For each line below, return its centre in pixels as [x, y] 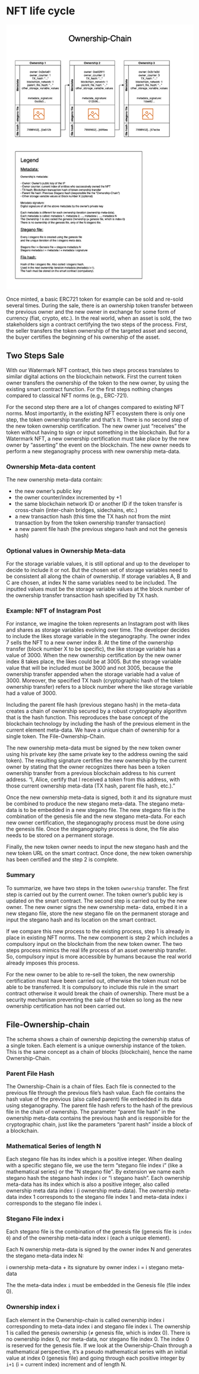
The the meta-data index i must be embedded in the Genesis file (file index [99, 1285]
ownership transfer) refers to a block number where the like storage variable [99, 687]
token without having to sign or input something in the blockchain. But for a [98, 432]
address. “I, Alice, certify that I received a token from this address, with [93, 780]
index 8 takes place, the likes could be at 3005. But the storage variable [94, 661]
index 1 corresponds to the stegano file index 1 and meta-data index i [102, 1197]
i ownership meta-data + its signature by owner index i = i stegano [87, 1267]
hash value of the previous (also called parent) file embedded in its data [94, 1099]
